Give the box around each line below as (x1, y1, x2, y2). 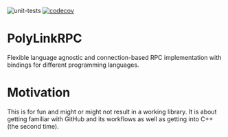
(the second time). (7, 122, 60, 130)
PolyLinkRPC (7, 31, 82, 46)
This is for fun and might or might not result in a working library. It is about (7, 107, 217, 116)
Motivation (7, 85, 71, 101)
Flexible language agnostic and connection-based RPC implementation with (7, 53, 222, 61)
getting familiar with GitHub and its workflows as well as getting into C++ (7, 114, 214, 123)
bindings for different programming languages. (7, 61, 139, 69)
